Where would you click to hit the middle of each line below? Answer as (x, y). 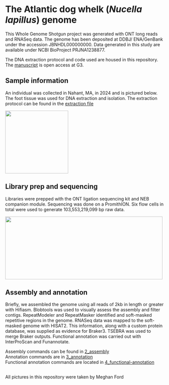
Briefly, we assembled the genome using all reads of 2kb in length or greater (84, 305)
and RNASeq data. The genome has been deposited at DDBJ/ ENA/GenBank (84, 39)
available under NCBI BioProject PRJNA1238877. (55, 50)
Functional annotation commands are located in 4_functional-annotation (80, 362)
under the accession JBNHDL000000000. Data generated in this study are (83, 44)
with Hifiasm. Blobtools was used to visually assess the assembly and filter (83, 310)
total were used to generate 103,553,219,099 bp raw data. (65, 209)
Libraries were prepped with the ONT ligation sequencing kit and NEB (77, 199)
